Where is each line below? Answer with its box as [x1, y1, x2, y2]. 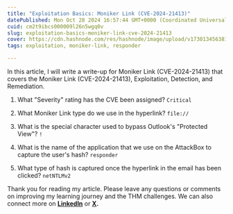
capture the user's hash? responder [17, 150, 119, 159]
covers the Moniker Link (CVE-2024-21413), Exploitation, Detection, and [7, 75, 213, 83]
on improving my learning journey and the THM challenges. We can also [7, 192, 214, 200]
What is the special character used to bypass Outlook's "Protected [17, 123, 208, 130]
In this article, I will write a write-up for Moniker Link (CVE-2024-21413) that [7, 67, 223, 75]
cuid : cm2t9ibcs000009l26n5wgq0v [7, 23, 104, 30]
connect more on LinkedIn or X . [7, 199, 99, 208]
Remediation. [7, 82, 45, 90]
